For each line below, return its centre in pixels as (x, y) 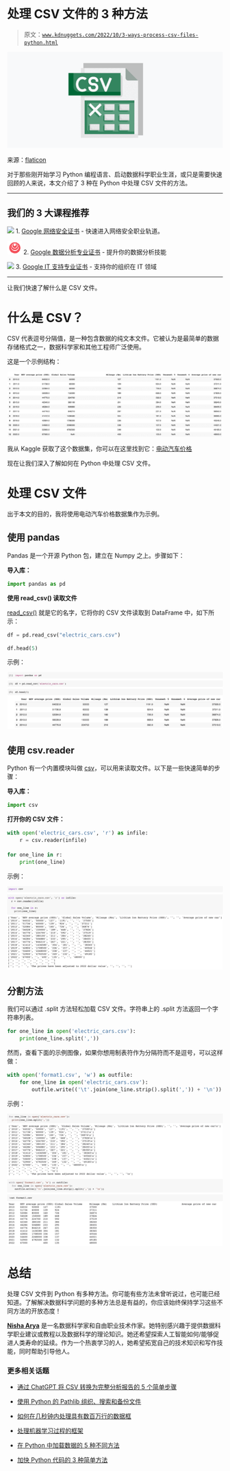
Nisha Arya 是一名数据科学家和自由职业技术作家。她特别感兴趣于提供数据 (111, 1325)
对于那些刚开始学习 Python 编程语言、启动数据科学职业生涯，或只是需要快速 (115, 174)
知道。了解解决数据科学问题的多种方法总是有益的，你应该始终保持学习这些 (112, 1302)
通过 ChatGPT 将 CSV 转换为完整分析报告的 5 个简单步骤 (97, 1387)
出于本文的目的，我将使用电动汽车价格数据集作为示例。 (85, 514)
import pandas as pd (37, 584)
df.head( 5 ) (23, 648)
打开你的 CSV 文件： (36, 819)
